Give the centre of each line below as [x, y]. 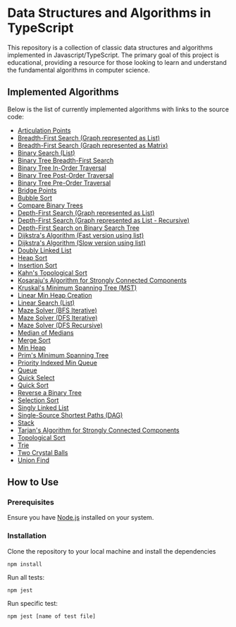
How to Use [33, 482]
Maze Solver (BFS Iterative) [57, 310]
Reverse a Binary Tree [50, 392]
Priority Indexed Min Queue [57, 363]
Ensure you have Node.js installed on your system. [81, 518]
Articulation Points [44, 130]
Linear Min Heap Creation [55, 295]
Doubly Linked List [44, 250]
